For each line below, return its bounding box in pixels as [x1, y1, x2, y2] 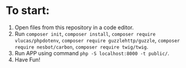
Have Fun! [14, 56, 40, 63]
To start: [6, 4, 50, 18]
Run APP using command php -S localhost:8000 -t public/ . [14, 49, 169, 56]
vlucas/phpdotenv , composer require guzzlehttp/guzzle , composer [14, 36, 180, 44]
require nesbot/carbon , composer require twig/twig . [14, 43, 149, 50]
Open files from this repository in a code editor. [14, 24, 134, 31]
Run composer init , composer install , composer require [14, 30, 156, 37]
